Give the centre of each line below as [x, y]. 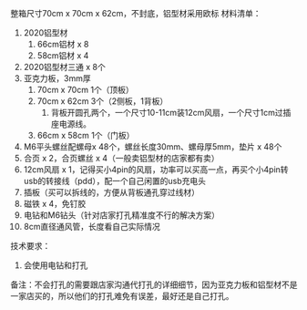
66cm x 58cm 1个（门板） [86, 135]
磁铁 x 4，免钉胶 [55, 204]
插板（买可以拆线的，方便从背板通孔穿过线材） [111, 192]
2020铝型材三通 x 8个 [64, 67]
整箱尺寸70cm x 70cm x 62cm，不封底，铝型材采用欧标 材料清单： [136, 13]
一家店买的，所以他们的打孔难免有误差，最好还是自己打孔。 [122, 296]
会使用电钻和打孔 [56, 265]
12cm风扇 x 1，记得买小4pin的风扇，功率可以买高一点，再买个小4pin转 [156, 170]
